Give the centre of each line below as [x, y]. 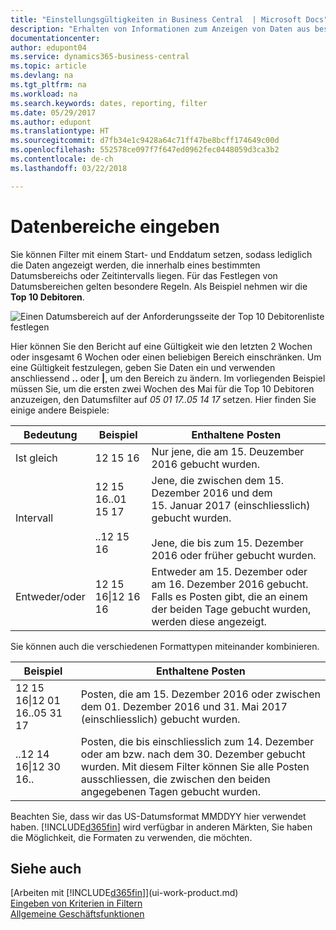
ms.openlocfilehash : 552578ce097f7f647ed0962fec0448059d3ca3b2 [145, 150]
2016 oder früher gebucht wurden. [234, 555]
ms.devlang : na [42, 76]
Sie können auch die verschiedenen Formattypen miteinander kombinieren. [165, 646]
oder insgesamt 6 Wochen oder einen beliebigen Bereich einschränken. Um [166, 357]
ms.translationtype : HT [60, 131]
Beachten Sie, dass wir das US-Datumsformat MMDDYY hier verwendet [158, 816]
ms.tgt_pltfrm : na [48, 85]
